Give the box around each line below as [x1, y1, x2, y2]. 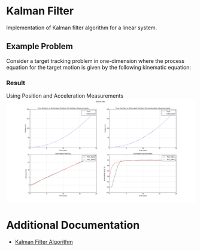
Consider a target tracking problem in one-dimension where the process [6, 57, 184, 64]
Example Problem [6, 41, 73, 52]
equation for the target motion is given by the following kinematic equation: [6, 63, 192, 71]
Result [6, 78, 26, 87]
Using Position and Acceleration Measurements [6, 92, 124, 99]
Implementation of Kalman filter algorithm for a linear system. [6, 24, 157, 31]
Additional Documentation [6, 218, 140, 232]
